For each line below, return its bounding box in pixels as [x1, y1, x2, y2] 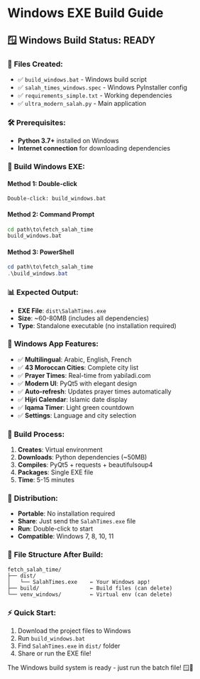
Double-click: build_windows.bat [7, 195, 106, 202]
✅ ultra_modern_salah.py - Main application [17, 99, 147, 107]
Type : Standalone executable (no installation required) [17, 321, 177, 330]
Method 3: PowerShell [7, 247, 74, 256]
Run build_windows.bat [17, 634, 85, 642]
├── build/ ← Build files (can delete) [7, 585, 173, 592]
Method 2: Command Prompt [7, 210, 95, 218]
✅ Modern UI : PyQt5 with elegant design [17, 379, 137, 388]
